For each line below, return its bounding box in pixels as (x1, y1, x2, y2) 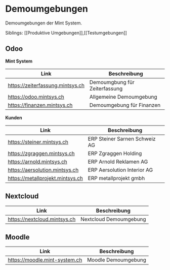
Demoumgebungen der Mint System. (5, 20, 82, 26)
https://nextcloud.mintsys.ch (8, 216, 76, 223)
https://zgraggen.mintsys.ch (8, 149, 75, 157)
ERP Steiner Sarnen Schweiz (88, 135, 156, 142)
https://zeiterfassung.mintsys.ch (8, 82, 85, 89)
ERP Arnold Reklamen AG (88, 158, 148, 165)
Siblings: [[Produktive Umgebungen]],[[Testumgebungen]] (5, 29, 127, 36)
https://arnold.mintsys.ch (8, 158, 67, 165)
